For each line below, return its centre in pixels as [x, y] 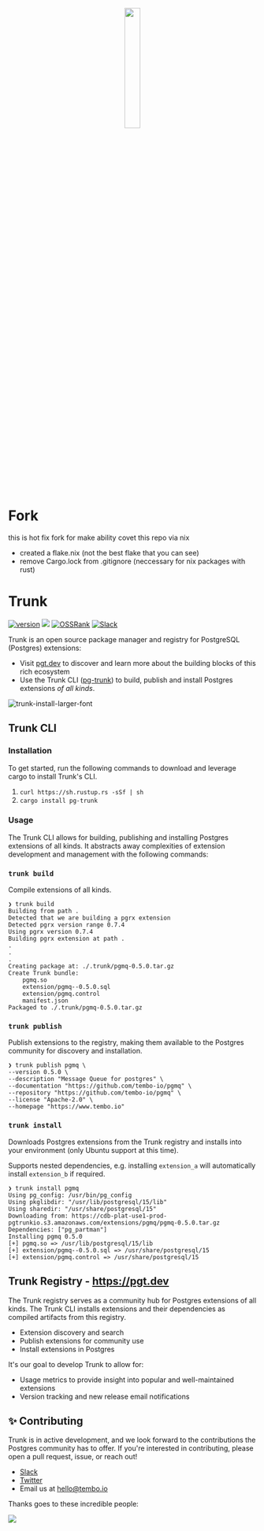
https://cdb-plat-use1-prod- [119, 1216]
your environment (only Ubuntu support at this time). [93, 1150]
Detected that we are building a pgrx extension [89, 918]
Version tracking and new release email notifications [104, 1396]
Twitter [31, 1481]
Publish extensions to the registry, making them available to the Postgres [126, 1042]
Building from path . [44, 911]
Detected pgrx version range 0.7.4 [67, 925]
